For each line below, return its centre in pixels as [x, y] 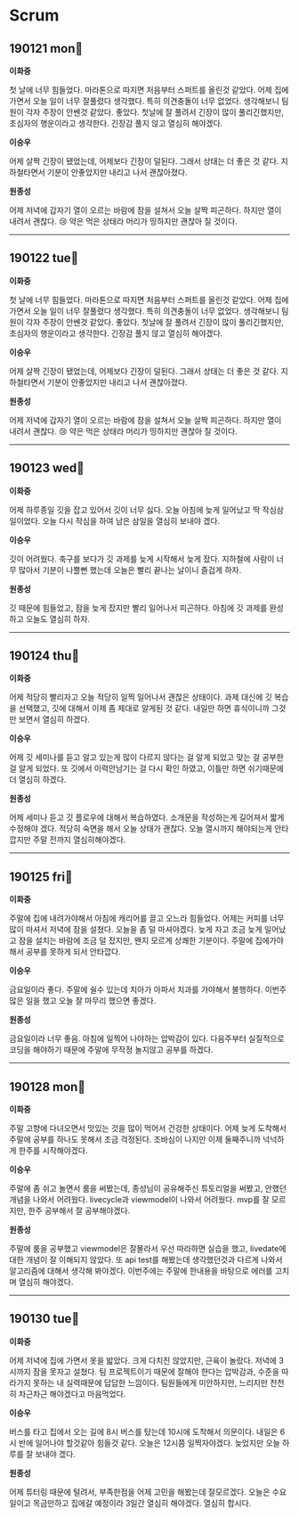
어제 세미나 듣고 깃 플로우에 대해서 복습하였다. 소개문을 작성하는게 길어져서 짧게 [147, 817]
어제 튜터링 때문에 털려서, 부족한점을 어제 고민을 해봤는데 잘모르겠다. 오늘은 [140, 1492]
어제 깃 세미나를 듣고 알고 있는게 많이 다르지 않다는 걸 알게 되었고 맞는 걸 [135, 758]
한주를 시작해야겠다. [53, 1151]
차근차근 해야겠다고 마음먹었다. [72, 1394]
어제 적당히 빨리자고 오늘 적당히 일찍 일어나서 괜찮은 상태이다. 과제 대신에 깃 [141, 697]
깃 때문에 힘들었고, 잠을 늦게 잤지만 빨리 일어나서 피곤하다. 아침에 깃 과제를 [138, 608]
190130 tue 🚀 [44, 1319]
